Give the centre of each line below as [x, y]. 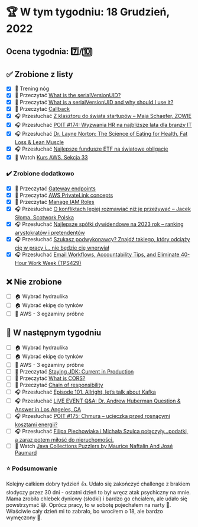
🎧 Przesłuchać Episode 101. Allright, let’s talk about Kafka [85, 392]
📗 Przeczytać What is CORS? [50, 378]
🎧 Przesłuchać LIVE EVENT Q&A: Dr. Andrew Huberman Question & [98, 401]
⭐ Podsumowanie [32, 468]
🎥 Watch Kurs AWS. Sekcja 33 [51, 157]
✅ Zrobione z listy [40, 74]
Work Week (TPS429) [55, 263]
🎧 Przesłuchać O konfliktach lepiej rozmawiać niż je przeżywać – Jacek [103, 209]
